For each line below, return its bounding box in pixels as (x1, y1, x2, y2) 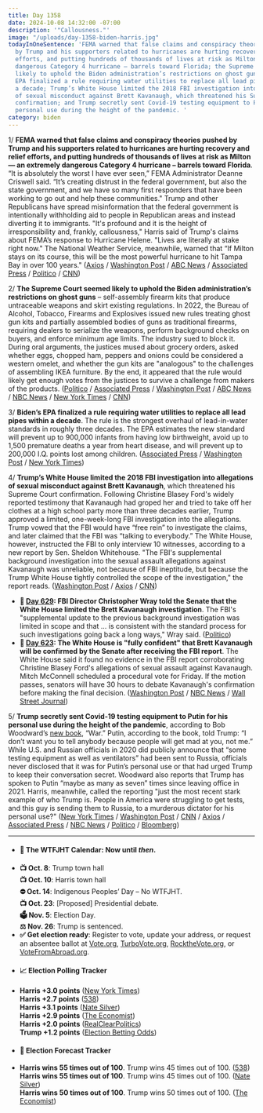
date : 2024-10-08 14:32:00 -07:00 (8, 19, 121, 27)
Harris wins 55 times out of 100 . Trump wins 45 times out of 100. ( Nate (19, 1071, 250, 1081)
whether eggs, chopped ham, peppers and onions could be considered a (8, 350, 244, 359)
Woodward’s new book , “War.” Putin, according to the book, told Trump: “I (8, 728, 247, 738)
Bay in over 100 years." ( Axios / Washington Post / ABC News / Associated (8, 260, 248, 269)
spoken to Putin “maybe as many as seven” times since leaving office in (8, 778, 240, 787)
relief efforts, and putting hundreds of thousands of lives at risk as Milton (8, 151, 251, 161)
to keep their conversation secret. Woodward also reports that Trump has (8, 770, 245, 779)
